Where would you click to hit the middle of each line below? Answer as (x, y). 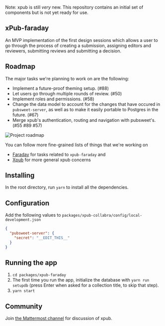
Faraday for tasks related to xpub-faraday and (59, 154)
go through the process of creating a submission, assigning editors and (78, 45)
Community (24, 306)
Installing (20, 175)
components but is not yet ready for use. (47, 12)
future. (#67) (25, 115)
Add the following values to (33, 215)
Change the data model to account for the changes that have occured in (86, 104)
